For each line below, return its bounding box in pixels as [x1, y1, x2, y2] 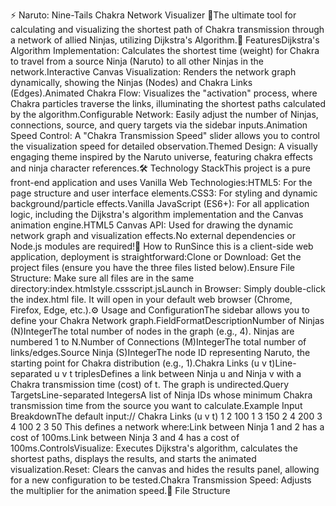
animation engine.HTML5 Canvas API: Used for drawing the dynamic [10, 219, 294, 231]
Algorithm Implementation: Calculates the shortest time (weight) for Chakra [10, 45, 320, 56]
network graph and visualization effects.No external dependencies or [10, 230, 296, 241]
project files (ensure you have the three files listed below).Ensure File [10, 262, 295, 273]
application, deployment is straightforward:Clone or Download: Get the [10, 251, 302, 263]
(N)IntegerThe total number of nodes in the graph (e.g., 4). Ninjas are [10, 325, 295, 337]
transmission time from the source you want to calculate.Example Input [10, 400, 303, 411]
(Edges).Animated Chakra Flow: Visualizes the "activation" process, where [10, 87, 318, 99]
